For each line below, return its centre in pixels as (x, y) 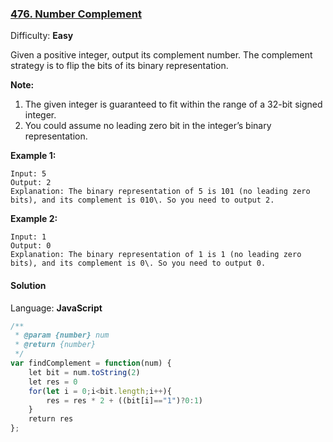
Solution (28, 285)
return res (51, 419)
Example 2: (34, 219)
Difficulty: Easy (42, 36)
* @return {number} (55, 345)
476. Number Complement (76, 14)
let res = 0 (53, 382)
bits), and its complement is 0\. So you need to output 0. (138, 263)
